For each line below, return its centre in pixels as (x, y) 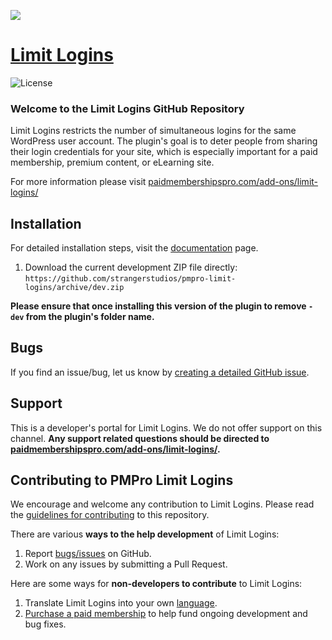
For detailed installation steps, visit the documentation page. (134, 248)
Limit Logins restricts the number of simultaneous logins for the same (153, 131)
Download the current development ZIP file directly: (131, 267)
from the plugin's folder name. (90, 317)
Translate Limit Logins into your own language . (121, 603)
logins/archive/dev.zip (74, 288)
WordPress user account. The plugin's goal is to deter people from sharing (164, 141)
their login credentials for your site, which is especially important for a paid (164, 152)
